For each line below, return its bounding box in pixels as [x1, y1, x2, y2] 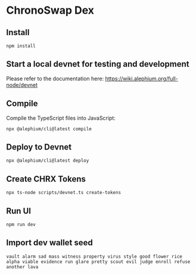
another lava [6, 264, 39, 270]
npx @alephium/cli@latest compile [6, 126, 92, 132]
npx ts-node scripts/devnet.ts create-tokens [6, 190, 121, 196]
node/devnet [6, 81, 38, 88]
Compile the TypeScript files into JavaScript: [6, 114, 116, 121]
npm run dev [6, 221, 36, 228]
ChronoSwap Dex [6, 4, 94, 17]
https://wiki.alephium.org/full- [105, 75, 179, 82]
